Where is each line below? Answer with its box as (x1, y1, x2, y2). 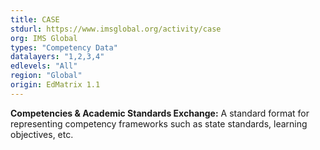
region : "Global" (10, 71, 83, 81)
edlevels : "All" (10, 61, 78, 71)
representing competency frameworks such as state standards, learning (10, 117, 308, 130)
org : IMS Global (10, 33, 78, 43)
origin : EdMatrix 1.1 (10, 80, 101, 90)
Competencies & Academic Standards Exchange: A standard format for (10, 107, 310, 119)
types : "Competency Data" (10, 42, 118, 53)
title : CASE (10, 14, 60, 25)
